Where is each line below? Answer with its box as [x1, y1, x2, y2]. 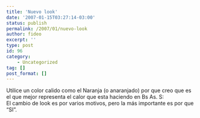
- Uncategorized [17, 59, 58, 65]
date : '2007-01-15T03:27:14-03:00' [6, 14, 96, 20]
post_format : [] [6, 70, 47, 76]
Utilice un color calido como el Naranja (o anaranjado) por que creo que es [6, 87, 192, 94]
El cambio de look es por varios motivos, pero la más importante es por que [6, 100, 194, 107]
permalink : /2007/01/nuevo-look [6, 25, 87, 32]
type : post [6, 43, 34, 49]
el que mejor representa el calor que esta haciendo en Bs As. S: [6, 93, 164, 101]
